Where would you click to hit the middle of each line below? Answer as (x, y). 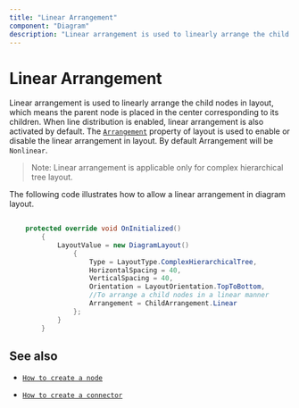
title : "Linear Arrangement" (63, 17)
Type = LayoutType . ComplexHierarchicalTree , (173, 262)
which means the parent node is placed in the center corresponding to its (144, 112)
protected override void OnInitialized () (103, 229)
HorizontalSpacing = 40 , (135, 270)
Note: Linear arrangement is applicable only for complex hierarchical (157, 168)
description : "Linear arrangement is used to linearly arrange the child (149, 34)
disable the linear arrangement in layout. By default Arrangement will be (141, 141)
